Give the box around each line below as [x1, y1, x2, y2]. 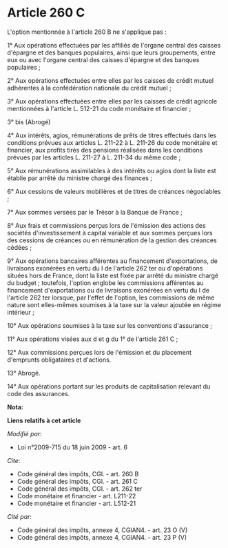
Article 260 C [7, 5, 85, 21]
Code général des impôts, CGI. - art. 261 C [17, 477, 138, 485]
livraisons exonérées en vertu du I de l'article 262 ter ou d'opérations [7, 264, 203, 272]
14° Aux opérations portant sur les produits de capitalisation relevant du [7, 382, 211, 391]
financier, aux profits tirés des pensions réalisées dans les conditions [7, 146, 203, 154]
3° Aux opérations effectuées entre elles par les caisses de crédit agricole [7, 97, 218, 105]
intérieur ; [7, 308, 34, 316]
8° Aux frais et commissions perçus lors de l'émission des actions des [7, 221, 206, 229]
